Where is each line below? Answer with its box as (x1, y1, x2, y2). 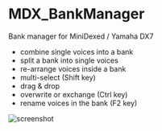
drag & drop (19, 81, 60, 91)
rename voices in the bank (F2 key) (19, 98, 138, 108)
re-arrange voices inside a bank (19, 63, 127, 73)
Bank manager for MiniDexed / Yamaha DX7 (8, 31, 154, 41)
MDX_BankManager (8, 5, 145, 23)
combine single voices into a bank (19, 47, 134, 56)
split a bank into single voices (19, 55, 118, 65)
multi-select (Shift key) (19, 72, 97, 82)
